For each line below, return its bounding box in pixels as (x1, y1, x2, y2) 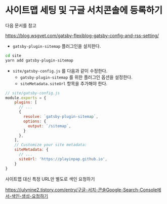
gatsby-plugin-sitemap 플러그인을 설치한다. (12, 43, 101, 49)
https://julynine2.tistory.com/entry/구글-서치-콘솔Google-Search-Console (5, 186, 157, 193)
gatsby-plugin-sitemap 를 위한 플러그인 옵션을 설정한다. (20, 74, 133, 80)
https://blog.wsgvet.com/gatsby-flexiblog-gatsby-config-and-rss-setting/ (5, 32, 159, 39)
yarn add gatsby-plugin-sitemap (5, 58, 73, 63)
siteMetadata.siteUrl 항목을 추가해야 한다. (20, 80, 108, 86)
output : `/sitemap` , (27, 123, 71, 128)
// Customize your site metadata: (14, 143, 87, 148)
